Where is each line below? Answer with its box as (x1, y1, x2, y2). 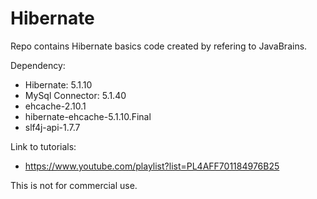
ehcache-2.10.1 (24, 100, 87, 112)
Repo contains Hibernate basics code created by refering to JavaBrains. (10, 40, 308, 52)
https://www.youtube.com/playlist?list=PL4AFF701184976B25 (24, 160, 280, 172)
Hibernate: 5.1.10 (24, 78, 93, 91)
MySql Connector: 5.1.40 (24, 89, 127, 101)
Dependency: (10, 59, 66, 71)
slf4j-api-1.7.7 (24, 121, 81, 133)
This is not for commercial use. (10, 179, 138, 191)
